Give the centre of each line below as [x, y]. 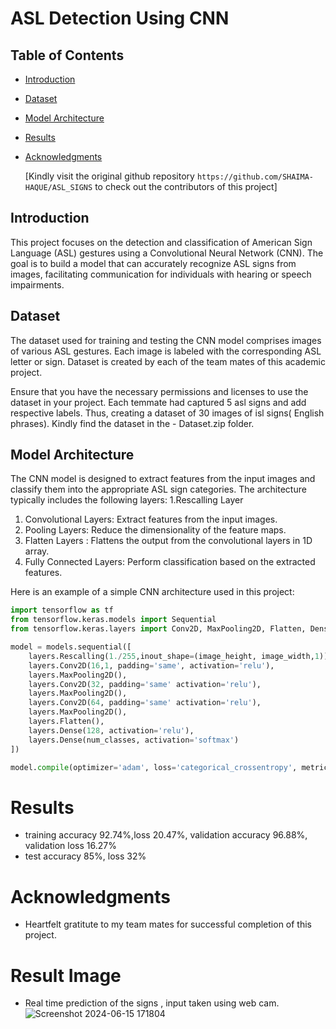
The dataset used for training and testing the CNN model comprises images [166, 340]
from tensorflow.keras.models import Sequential [113, 620]
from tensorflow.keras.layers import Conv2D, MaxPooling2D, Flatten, [158, 629]
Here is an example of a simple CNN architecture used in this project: [152, 592]
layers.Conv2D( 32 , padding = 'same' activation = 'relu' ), [145, 684]
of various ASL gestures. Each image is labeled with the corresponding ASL [166, 351]
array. [37, 551]
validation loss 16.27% [70, 846]
